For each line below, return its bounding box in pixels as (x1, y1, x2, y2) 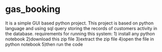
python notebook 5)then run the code (5, 41, 83, 47)
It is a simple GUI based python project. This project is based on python (5, 20, 154, 26)
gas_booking (5, 3, 60, 15)
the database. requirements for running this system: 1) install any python (5, 30, 155, 36)
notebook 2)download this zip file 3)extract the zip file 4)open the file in (5, 36, 154, 42)
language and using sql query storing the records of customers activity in (5, 25, 157, 31)
